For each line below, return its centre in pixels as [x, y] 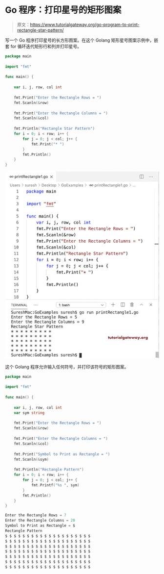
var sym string [29, 413]
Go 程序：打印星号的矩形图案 [63, 10]
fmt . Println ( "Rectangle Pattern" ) [49, 470]
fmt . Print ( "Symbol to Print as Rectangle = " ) [62, 454]
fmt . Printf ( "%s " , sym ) [55, 485]
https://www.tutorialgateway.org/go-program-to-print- [85, 25]
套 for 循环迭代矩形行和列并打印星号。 [43, 46]
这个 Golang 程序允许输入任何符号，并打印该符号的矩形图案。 [67, 367]
